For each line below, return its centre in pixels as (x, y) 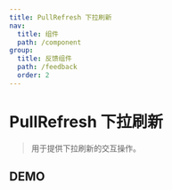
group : (21, 51)
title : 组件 (38, 34)
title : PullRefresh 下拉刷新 (61, 17)
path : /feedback (47, 67)
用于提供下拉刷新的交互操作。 (86, 148)
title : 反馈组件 (45, 59)
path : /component (49, 42)
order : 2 (33, 75)
